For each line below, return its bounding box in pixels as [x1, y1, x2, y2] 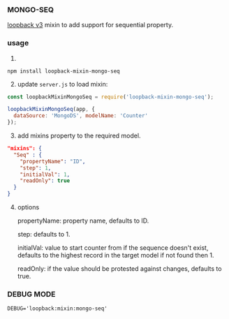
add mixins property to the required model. [17, 131, 141, 140]
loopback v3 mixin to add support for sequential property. [7, 21, 173, 29]
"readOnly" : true [20, 177, 71, 184]
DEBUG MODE [7, 290, 56, 299]
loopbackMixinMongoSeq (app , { [7, 106, 96, 113]
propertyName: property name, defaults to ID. [17, 216, 149, 225]
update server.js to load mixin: [17, 80, 108, 88]
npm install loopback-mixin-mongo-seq [7, 68, 120, 75]
